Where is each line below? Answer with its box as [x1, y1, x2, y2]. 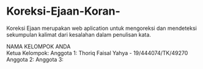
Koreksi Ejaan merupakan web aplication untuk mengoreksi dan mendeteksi [6, 24, 197, 32]
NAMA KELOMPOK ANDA [6, 43, 71, 50]
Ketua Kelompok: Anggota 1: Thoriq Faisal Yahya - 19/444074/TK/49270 [6, 49, 188, 56]
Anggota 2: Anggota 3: [6, 56, 64, 63]
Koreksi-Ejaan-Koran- [6, 4, 120, 18]
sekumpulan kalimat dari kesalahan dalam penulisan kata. [6, 31, 152, 38]
